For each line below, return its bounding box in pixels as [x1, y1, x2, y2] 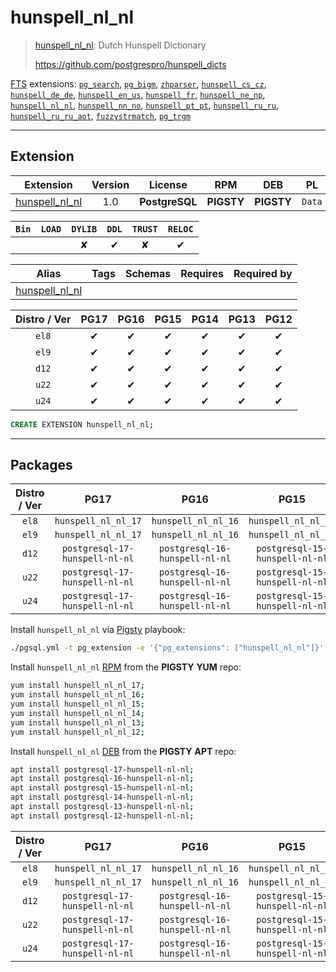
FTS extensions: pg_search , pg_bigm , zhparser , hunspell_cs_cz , [10, 77, 267, 90]
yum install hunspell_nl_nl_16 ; [10, 690, 145, 700]
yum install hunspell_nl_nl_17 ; [10, 681, 145, 691]
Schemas [124, 266, 172, 280]
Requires [180, 266, 224, 280]
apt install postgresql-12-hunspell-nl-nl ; [10, 811, 195, 821]
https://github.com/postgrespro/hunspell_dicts [34, 58, 227, 70]
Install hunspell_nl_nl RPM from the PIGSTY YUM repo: [10, 661, 242, 673]
